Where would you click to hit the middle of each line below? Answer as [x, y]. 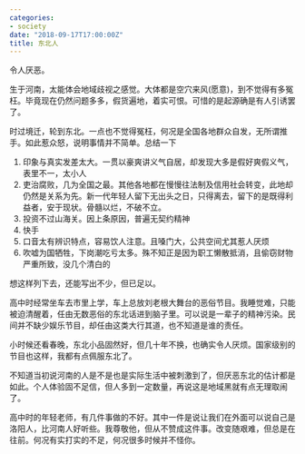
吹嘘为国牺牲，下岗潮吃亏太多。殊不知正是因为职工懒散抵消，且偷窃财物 [157, 253]
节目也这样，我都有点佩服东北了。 [73, 356]
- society [28, 26]
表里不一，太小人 [54, 173]
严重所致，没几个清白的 [66, 264]
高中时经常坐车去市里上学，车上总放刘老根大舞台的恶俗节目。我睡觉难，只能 [152, 303]
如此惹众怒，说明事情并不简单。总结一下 [101, 143]
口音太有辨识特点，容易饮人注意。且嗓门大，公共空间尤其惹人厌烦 [146, 242]
